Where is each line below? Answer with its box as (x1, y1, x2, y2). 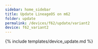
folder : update (5, 16, 36, 21)
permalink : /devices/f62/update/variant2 (5, 20, 90, 26)
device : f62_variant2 (5, 25, 49, 30)
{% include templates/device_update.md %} (5, 38, 94, 44)
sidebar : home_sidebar (5, 7, 51, 12)
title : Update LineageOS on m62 (5, 12, 70, 16)
